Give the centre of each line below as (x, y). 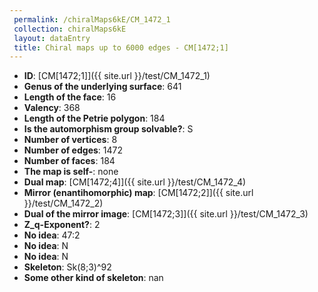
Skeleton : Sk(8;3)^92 (67, 267)
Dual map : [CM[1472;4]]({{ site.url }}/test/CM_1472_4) (135, 182)
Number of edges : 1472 (73, 150)
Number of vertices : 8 (70, 140)
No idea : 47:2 (52, 235)
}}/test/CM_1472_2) (63, 203)
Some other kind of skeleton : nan (93, 278)
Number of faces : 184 (69, 161)
